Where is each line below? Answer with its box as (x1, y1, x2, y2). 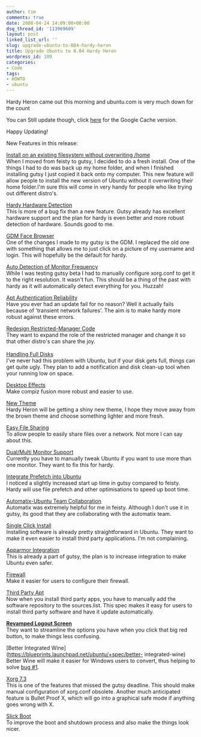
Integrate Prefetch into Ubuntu (6, 473, 82, 480)
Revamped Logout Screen (6, 620, 72, 627)
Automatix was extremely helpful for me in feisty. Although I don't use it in (6, 504, 189, 511)
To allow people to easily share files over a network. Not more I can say (6, 430, 183, 437)
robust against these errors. (6, 313, 75, 320)
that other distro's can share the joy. (6, 338, 96, 345)
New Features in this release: (6, 140, 78, 146)
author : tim (6, 8, 36, 15)
